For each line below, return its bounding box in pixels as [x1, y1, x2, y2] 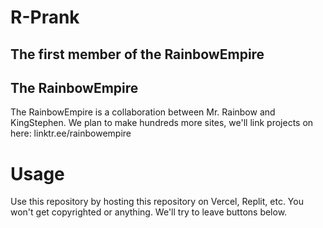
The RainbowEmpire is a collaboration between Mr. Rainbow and [10, 106, 276, 118]
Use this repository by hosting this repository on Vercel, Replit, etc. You [10, 196, 304, 208]
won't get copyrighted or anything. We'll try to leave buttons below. [10, 206, 288, 218]
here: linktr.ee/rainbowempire [10, 127, 132, 140]
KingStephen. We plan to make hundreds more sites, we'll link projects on [10, 117, 314, 129]
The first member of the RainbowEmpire [10, 46, 265, 63]
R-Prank [10, 6, 80, 29]
